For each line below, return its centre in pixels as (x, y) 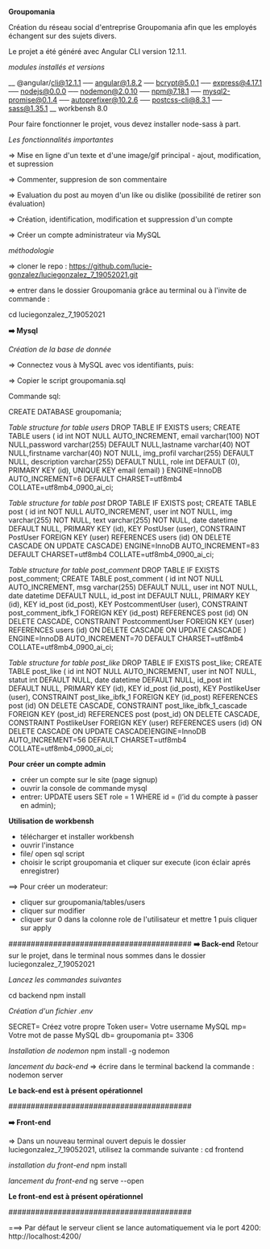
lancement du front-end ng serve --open (76, 1181)
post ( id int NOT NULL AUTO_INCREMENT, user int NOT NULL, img (120, 512)
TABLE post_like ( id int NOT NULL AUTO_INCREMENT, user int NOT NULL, (133, 671)
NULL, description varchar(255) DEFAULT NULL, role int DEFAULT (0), (124, 462)
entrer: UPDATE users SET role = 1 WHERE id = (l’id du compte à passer (139, 797)
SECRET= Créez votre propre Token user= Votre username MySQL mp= (128, 1026)
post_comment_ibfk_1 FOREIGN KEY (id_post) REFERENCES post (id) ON (128, 613)
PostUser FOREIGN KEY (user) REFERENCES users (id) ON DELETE (120, 537)
